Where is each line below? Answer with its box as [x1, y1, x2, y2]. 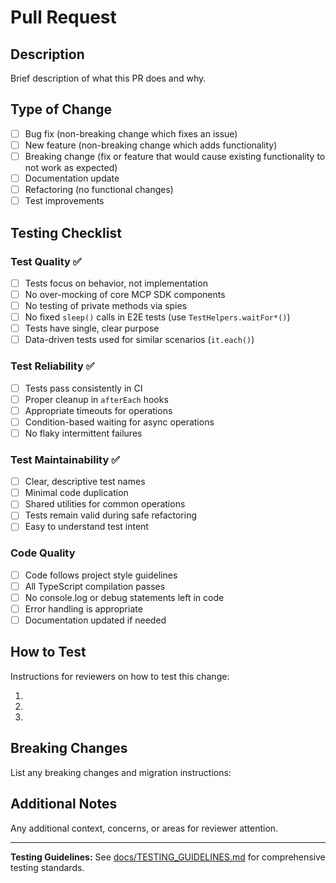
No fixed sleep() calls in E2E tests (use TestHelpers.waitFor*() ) [24, 311, 291, 323]
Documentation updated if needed [24, 614, 167, 626]
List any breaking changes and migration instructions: [10, 766, 232, 778]
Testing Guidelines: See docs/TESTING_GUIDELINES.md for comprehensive [10, 851, 326, 863]
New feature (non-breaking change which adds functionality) [24, 139, 278, 151]
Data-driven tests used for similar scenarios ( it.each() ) [24, 334, 255, 346]
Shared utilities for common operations [24, 498, 186, 510]
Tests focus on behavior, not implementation [24, 277, 208, 289]
